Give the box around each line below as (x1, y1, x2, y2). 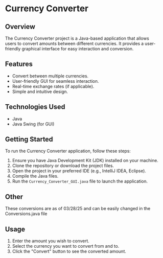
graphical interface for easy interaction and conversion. (22, 46, 134, 51)
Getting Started (5, 135, 53, 143)
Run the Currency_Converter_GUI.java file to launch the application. (12, 178, 148, 184)
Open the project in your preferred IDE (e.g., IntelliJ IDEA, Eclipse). (12, 168, 146, 174)
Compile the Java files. (12, 173, 59, 179)
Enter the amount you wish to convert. (12, 238, 90, 244)
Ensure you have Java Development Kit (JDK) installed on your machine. (12, 158, 159, 164)
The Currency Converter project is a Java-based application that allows (5, 35, 149, 41)
